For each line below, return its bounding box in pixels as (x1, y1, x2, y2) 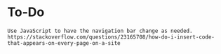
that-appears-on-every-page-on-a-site (7, 39, 121, 46)
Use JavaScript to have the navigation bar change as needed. (7, 27, 193, 34)
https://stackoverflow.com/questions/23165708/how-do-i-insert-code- (7, 33, 215, 41)
